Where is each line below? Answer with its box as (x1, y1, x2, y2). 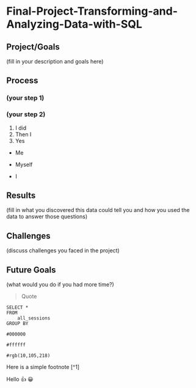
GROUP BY (6, 321, 29, 327)
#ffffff (6, 342, 26, 348)
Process (6, 75, 38, 86)
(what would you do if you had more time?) (6, 281, 114, 288)
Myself (15, 161, 33, 168)
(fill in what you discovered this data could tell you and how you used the (6, 207, 190, 214)
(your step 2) (6, 110, 46, 119)
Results (6, 191, 36, 200)
